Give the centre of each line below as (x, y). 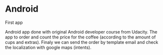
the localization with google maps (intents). (48, 47)
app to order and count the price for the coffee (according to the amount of (81, 37)
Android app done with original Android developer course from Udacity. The (81, 32)
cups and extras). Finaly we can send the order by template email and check (82, 42)
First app (14, 22)
